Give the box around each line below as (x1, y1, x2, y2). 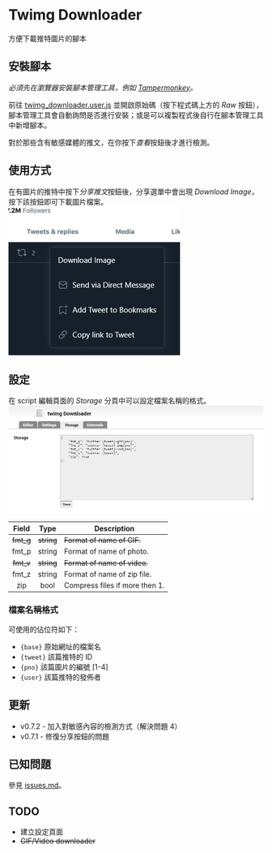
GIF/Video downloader (19, 836, 96, 846)
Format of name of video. (64, 558, 148, 567)
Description (94, 523, 135, 533)
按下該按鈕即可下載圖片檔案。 (8, 196, 108, 206)
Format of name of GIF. (64, 536, 142, 545)
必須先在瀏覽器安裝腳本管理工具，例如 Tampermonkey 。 (8, 83, 198, 93)
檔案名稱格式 (8, 605, 59, 616)
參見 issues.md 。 (8, 781, 66, 791)
